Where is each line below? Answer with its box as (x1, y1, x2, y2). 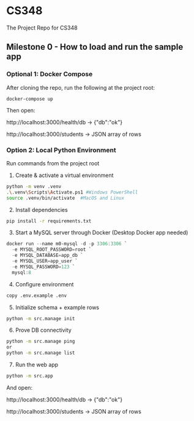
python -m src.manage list (6, 350, 75, 356)
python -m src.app (6, 373, 53, 379)
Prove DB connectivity (15, 326, 72, 334)
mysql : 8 (12, 269, 32, 275)
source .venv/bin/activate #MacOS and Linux (6, 195, 124, 201)
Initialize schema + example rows (15, 304, 100, 311)
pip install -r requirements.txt (6, 218, 92, 224)
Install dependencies (15, 206, 69, 213)
